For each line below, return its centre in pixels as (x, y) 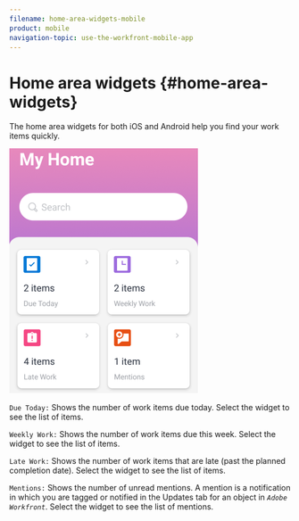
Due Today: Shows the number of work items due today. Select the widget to (149, 408)
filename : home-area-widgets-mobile (77, 19)
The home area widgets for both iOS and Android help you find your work (144, 127)
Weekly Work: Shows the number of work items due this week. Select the (143, 434)
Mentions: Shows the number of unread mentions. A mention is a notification (150, 488)
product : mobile (39, 28)
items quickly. (35, 136)
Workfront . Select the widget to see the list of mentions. (112, 507)
